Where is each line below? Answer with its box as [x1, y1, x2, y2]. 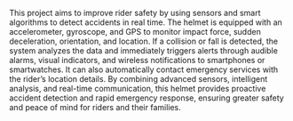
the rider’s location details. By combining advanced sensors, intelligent [9, 74, 268, 84]
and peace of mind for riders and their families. [9, 102, 182, 112]
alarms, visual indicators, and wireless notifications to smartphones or [9, 55, 265, 65]
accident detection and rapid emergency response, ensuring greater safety [9, 93, 284, 103]
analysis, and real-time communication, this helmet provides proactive [9, 84, 266, 93]
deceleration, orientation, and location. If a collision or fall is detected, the [9, 36, 278, 46]
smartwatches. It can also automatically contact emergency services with [9, 64, 279, 75]
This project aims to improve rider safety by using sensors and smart [9, 8, 261, 18]
